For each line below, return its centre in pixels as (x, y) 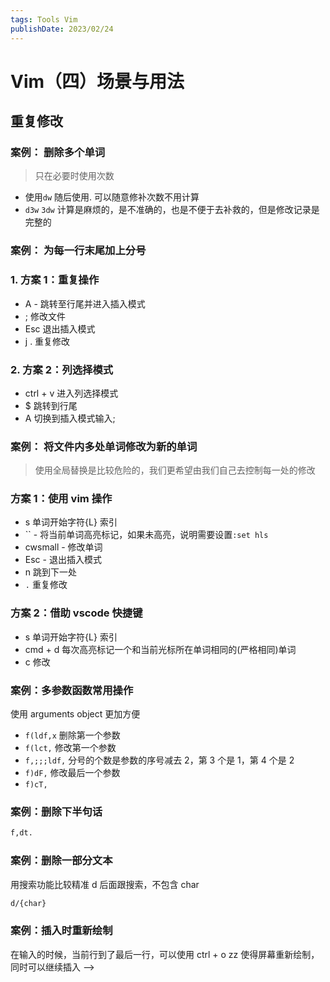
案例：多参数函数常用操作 (72, 690)
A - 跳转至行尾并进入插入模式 (85, 303)
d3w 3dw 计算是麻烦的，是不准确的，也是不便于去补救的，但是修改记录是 (172, 210)
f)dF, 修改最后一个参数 (72, 773)
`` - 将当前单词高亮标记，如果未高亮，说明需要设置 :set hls (146, 535)
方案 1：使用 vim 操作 (61, 499)
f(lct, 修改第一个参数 (70, 748)
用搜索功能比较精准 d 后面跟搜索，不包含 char (105, 884)
